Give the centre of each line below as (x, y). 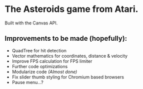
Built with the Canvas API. (31, 23)
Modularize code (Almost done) (44, 72)
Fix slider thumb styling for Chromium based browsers (68, 77)
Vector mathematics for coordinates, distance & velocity (70, 56)
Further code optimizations (40, 66)
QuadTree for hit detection (39, 50)
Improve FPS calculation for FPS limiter (52, 61)
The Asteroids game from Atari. (71, 9)
